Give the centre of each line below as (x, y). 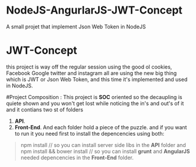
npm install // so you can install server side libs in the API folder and (103, 145)
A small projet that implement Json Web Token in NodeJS (76, 27)
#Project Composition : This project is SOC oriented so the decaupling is (94, 97)
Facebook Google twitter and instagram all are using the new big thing (92, 73)
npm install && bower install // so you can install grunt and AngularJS (105, 151)
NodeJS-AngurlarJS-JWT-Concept (94, 10)
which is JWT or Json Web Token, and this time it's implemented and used (97, 79)
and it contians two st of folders (45, 109)
